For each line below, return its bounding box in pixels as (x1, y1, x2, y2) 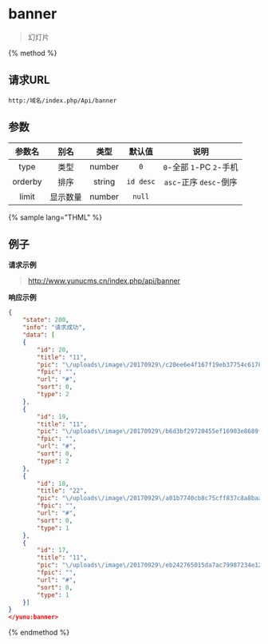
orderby (12, 176, 42, 187)
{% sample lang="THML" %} (8, 213, 103, 222)
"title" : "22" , (37, 487, 88, 495)
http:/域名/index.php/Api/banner (8, 97, 117, 105)
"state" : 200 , (22, 316, 69, 324)
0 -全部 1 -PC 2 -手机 (163, 161, 238, 173)
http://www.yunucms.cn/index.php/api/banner (27, 276, 181, 286)
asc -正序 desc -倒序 (164, 177, 238, 188)
